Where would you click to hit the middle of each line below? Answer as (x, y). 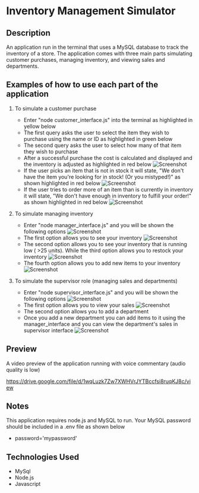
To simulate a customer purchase (56, 108)
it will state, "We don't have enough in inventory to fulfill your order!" (108, 196)
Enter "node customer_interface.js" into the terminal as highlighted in (108, 120)
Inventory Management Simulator (91, 11)
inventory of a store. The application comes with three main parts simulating (99, 54)
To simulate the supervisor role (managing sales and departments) (96, 281)
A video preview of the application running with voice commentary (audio (96, 363)
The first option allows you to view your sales (79, 305)
